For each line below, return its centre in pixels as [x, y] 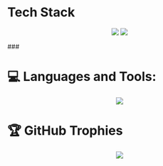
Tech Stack [41, 12]
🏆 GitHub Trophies [65, 131]
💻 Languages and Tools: [82, 77]
